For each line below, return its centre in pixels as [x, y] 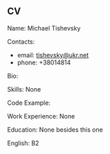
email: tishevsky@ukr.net [53, 55]
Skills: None [24, 89]
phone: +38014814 [44, 62]
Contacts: [21, 42]
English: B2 [23, 143]
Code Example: [29, 103]
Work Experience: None [41, 116]
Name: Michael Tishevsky [44, 28]
